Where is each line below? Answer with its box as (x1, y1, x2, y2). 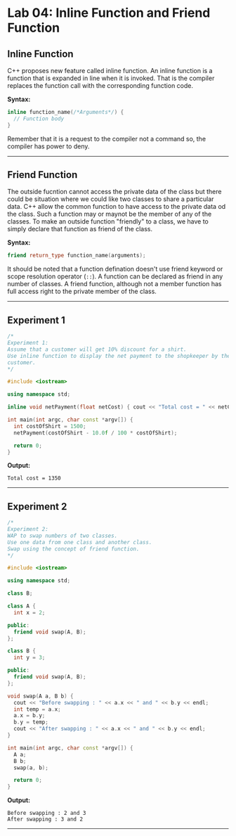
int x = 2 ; (13, 609, 46, 616)
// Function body (13, 115, 65, 122)
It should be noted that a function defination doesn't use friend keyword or (7, 265, 223, 274)
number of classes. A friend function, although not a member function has (7, 280, 222, 288)
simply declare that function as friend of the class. (7, 225, 153, 233)
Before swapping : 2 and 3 (7, 810, 86, 817)
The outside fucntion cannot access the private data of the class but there (7, 188, 222, 196)
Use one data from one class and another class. (7, 539, 152, 546)
